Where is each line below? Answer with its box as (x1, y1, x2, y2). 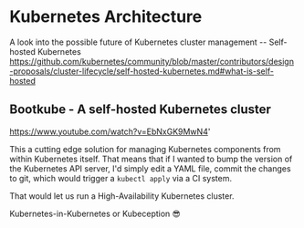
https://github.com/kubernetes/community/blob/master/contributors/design (9, 56, 295, 67)
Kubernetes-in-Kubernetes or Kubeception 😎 (9, 208, 181, 219)
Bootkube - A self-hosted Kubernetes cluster (9, 102, 272, 118)
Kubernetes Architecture (9, 6, 203, 27)
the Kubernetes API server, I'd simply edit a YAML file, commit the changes (9, 162, 291, 174)
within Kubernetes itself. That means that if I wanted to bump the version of (9, 153, 293, 164)
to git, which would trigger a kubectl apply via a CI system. (9, 172, 233, 183)
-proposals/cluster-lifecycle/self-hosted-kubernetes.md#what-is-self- (9, 66, 274, 77)
